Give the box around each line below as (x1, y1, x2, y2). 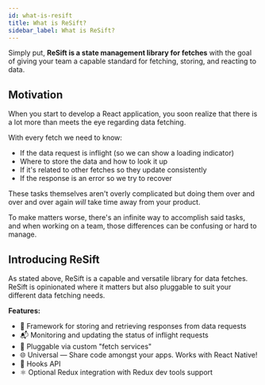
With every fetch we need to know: (8, 133, 123, 143)
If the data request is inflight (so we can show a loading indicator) (19, 148, 235, 158)
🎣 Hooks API (19, 359, 61, 368)
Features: (8, 306, 41, 315)
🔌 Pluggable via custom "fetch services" (19, 342, 152, 351)
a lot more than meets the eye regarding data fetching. (8, 117, 186, 127)
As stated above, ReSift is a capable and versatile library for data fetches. (8, 274, 248, 283)
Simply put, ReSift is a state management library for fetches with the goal (8, 48, 252, 58)
